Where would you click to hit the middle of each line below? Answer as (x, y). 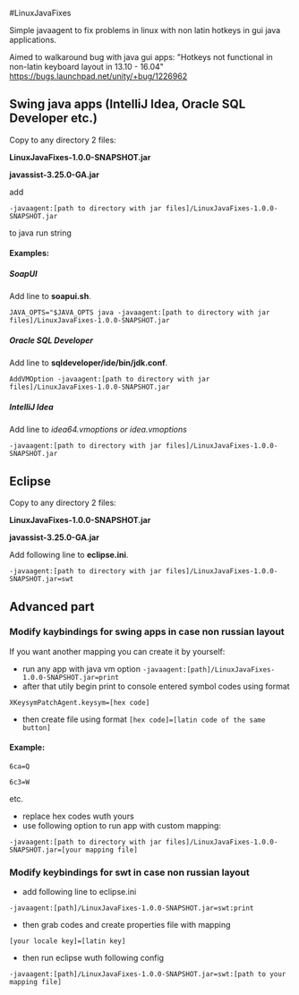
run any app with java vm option (81, 669)
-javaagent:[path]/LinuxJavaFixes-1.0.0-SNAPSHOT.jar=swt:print (132, 908)
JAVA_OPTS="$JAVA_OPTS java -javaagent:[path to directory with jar (140, 313)
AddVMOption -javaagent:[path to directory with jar (110, 380)
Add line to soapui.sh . (50, 296)
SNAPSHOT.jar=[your (46, 850)
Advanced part (52, 607)
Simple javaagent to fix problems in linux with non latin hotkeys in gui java (145, 30)
